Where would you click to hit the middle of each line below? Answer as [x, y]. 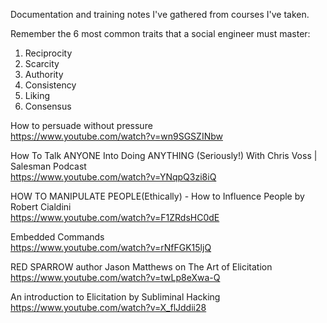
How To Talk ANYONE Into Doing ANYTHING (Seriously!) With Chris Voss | [164, 155]
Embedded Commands [57, 237]
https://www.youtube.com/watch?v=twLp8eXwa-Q [115, 277]
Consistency [50, 85]
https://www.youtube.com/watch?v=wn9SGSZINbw [116, 136]
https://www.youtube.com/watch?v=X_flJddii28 [108, 307]
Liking [37, 95]
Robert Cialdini [41, 207]
